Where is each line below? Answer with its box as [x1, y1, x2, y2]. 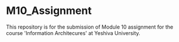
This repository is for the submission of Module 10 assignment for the [6, 23, 174, 30]
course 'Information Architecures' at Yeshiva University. [6, 29, 140, 36]
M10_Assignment [6, 4, 92, 17]
